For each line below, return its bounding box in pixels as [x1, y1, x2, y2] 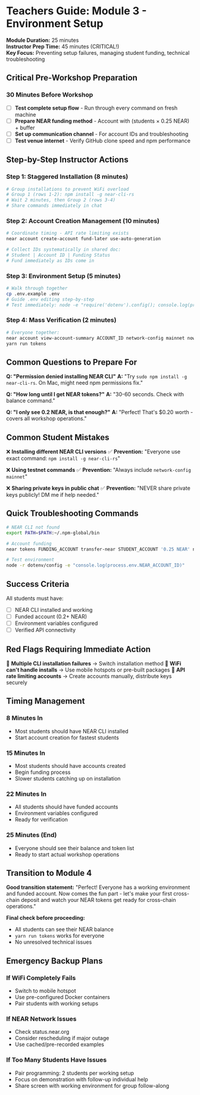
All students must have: [6, 595, 64, 602]
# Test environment [6, 557, 55, 563]
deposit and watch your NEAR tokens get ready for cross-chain [20, 897, 177, 904]
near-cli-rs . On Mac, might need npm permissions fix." [6, 379, 143, 387]
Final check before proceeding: [6, 914, 85, 922]
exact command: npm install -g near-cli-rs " [6, 455, 121, 462]
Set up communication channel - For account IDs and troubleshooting [14, 130, 189, 138]
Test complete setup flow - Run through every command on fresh [14, 104, 178, 111]
